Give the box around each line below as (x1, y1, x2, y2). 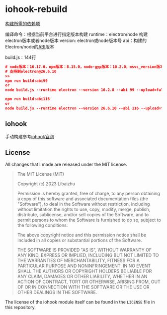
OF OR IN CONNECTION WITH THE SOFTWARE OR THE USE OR (17, 284, 150, 290)
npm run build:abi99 (5, 78, 48, 83)
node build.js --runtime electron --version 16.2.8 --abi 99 (5, 87, 135, 93)
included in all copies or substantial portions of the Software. (17, 237, 142, 243)
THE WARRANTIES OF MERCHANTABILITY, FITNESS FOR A (17, 258, 140, 264)
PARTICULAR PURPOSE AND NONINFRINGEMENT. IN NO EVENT (17, 263, 151, 269)
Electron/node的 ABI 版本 (5, 43, 55, 49)
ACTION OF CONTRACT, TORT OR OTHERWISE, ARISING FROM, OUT (17, 279, 161, 285)
